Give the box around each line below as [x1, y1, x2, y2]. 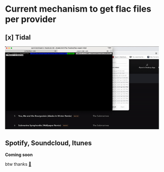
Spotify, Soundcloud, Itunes [5, 139, 92, 147]
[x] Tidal [5, 33, 31, 41]
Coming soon [5, 152, 33, 157]
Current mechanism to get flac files [5, 3, 151, 15]
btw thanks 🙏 [5, 161, 32, 167]
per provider [5, 14, 57, 25]
